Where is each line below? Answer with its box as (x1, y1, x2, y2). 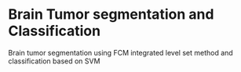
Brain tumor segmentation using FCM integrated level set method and (8, 48, 233, 57)
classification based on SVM (8, 56, 100, 66)
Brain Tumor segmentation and (8, 5, 214, 23)
